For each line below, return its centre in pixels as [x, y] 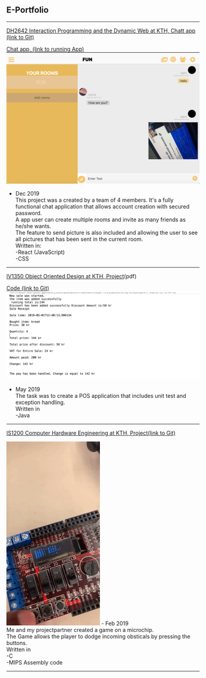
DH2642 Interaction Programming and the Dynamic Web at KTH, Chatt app [101, 31]
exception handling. [40, 402]
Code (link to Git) [28, 288]
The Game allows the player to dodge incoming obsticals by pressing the [98, 636]
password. [29, 213]
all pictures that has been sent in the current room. [79, 239]
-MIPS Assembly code [35, 662]
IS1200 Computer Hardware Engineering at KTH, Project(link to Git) [91, 433]
